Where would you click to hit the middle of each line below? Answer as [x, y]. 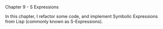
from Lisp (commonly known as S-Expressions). [54, 22]
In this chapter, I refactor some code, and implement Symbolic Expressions [81, 16]
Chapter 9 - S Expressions [32, 7]
